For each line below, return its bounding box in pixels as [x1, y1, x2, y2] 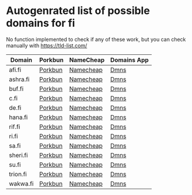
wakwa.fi [9, 179, 34, 187]
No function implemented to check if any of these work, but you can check [6, 36, 186, 43]
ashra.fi [9, 75, 30, 83]
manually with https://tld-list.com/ [6, 42, 88, 49]
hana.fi [9, 113, 28, 121]
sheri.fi [9, 151, 28, 159]
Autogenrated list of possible [6, 4, 150, 18]
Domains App [110, 55, 149, 64]
